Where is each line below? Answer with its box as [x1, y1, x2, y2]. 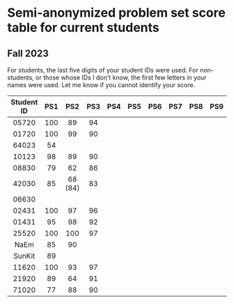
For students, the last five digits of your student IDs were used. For [7, 66, 198, 74]
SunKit [13, 251, 36, 261]
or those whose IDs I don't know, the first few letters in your [36, 73, 207, 82]
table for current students [7, 20, 160, 36]
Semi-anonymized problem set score [7, 5, 226, 21]
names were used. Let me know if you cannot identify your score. [7, 81, 196, 89]
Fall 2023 [7, 47, 49, 59]
